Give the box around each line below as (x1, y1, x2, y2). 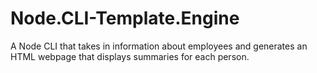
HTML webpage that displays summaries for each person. (10, 50, 250, 62)
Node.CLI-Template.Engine (10, 7, 240, 30)
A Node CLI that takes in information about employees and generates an (10, 40, 308, 52)
